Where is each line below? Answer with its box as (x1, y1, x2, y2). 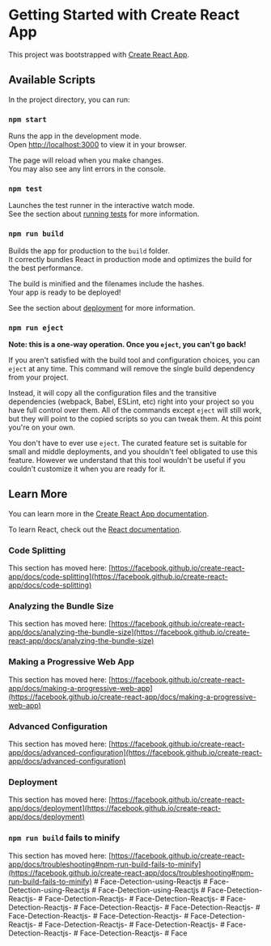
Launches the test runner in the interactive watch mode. (8, 201, 196, 210)
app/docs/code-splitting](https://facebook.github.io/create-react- (8, 572, 228, 582)
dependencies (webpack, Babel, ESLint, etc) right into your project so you (8, 397, 255, 406)
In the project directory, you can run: (8, 95, 130, 104)
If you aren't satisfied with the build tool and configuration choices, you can (8, 354, 260, 365)
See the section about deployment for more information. (8, 303, 196, 312)
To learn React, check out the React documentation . (8, 524, 182, 534)
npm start (8, 115, 47, 124)
